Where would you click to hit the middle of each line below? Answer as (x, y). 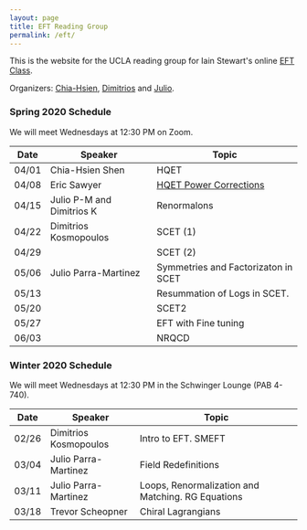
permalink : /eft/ (42, 35)
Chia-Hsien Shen (87, 170)
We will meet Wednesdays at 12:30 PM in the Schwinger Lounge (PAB (141, 385)
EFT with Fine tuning (201, 323)
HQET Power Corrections (211, 185)
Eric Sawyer (76, 185)
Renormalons (185, 205)
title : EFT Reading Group (58, 26)
